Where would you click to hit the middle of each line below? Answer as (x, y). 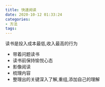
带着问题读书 (26, 54)
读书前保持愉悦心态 (33, 60)
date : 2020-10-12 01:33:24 (34, 15)
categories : (18, 19)
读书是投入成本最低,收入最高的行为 (42, 44)
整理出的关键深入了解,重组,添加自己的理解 (56, 79)
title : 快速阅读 (21, 10)
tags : (11, 29)
